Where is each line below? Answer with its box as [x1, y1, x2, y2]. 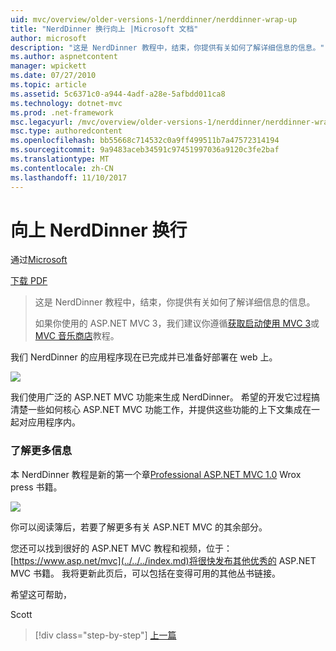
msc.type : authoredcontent [10, 126, 123, 136]
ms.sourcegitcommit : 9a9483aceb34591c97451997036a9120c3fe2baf [10, 145, 280, 155]
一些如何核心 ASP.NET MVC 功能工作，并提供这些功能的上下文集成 [27, 404, 303, 416]
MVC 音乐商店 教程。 [34, 330, 120, 342]
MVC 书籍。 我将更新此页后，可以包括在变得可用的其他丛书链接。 [10, 567, 281, 579]
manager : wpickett [10, 61, 87, 71]
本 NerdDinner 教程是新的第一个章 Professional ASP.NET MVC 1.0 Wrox [10, 468, 302, 480]
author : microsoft [10, 33, 87, 43]
